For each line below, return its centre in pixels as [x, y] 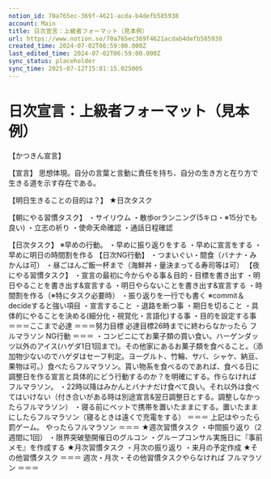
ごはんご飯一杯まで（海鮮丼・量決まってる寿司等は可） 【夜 [160, 265]
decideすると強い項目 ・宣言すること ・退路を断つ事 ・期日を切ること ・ [130, 306]
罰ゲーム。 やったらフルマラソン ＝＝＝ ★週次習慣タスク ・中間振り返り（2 [135, 427]
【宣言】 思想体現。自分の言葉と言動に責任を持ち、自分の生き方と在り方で [133, 173]
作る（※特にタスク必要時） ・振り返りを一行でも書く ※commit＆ [137, 295]
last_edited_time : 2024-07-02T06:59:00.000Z [85, 53]
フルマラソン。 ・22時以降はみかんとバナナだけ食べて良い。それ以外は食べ [134, 387]
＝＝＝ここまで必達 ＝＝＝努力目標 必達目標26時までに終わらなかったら [128, 326]
